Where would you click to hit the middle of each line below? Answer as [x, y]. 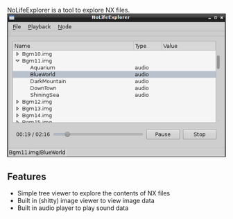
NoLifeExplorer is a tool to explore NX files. [69, 10]
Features [27, 176]
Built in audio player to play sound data [73, 208]
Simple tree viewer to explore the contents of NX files [94, 193]
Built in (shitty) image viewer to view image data [86, 201]
